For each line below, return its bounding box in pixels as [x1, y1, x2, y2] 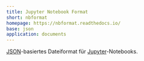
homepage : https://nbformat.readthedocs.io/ [6, 20, 121, 26]
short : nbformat [6, 14, 47, 21]
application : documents [6, 31, 67, 37]
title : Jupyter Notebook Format [6, 8, 88, 15]
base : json [6, 25, 34, 32]
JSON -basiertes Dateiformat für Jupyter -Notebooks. [6, 48, 138, 55]
